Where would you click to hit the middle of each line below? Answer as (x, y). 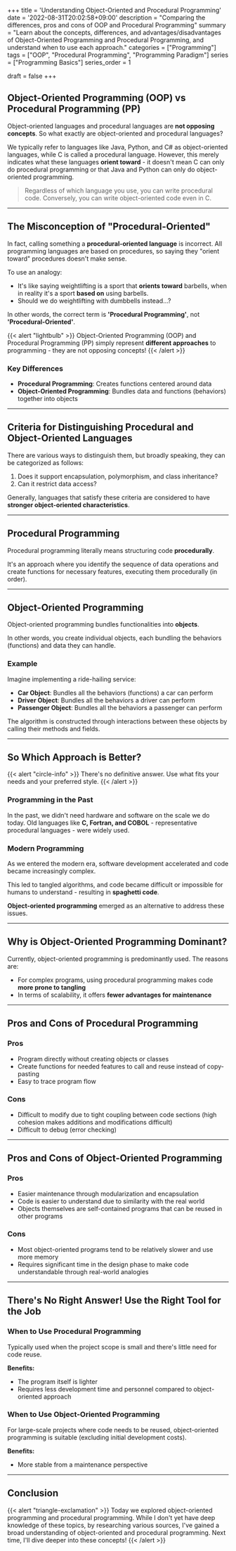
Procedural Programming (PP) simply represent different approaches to (112, 343)
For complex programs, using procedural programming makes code (115, 980)
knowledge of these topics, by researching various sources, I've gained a (113, 1525)
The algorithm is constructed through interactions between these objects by (117, 721)
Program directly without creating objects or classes (93, 1059)
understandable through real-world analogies (83, 1271)
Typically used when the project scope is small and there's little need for (112, 1347)
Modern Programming (46, 848)
